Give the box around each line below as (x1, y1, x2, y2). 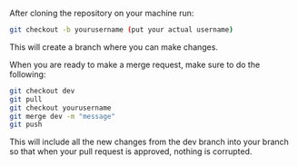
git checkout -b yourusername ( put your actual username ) (9, 25, 233, 34)
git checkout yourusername (9, 103, 112, 112)
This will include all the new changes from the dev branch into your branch (9, 136, 289, 148)
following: (9, 68, 46, 80)
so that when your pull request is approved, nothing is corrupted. (9, 146, 253, 157)
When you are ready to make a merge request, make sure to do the (9, 59, 261, 70)
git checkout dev (9, 86, 75, 95)
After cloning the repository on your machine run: (9, 8, 194, 18)
